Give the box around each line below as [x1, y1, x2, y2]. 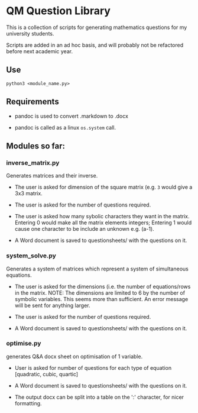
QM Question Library [6, 4, 111, 18]
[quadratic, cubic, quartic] [14, 370, 79, 377]
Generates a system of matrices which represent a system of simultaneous [6, 265, 189, 272]
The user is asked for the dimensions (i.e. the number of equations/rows [14, 283, 191, 290]
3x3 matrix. [14, 190, 43, 197]
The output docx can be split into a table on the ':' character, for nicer [14, 393, 184, 401]
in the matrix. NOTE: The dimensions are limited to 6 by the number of [14, 289, 185, 296]
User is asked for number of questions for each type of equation [14, 364, 172, 371]
